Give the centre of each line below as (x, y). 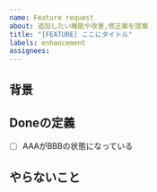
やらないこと (45, 177)
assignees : (30, 51)
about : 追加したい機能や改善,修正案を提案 (79, 26)
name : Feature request (52, 17)
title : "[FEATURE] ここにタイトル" (71, 34)
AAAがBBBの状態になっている (77, 146)
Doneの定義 (42, 122)
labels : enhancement (48, 43)
